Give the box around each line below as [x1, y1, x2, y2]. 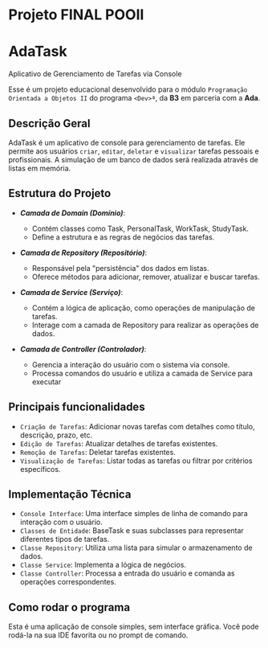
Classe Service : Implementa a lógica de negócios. [19, 560, 187, 570]
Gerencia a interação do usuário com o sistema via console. [31, 359, 230, 369]
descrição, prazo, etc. [19, 430, 93, 440]
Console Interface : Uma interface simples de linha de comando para [19, 509, 248, 519]
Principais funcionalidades [8, 400, 146, 414]
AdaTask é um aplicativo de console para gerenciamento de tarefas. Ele [8, 137, 246, 147]
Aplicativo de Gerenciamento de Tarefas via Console [8, 69, 182, 79]
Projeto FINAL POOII [8, 6, 144, 24]
